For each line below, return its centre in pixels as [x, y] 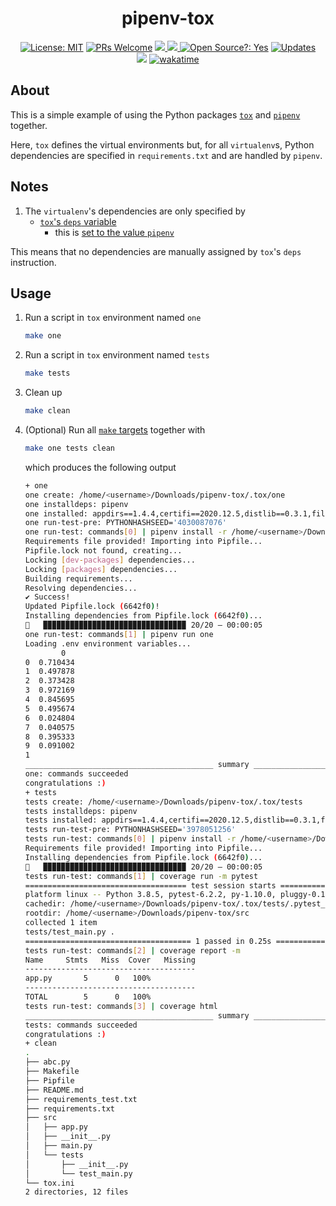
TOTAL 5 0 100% [88, 997]
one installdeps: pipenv [76, 504]
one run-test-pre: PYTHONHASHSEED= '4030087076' [125, 523]
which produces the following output [100, 467]
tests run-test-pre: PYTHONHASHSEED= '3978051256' [130, 830]
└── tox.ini [49, 1183]
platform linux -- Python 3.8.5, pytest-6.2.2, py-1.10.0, [150, 895]
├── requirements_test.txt [81, 1099]
